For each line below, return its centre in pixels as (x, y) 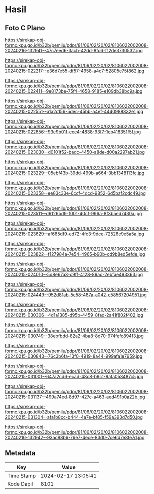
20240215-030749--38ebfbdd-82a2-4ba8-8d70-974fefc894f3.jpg (74, 336)
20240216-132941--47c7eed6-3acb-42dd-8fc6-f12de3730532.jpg (74, 50)
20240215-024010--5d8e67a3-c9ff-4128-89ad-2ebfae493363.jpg (74, 275)
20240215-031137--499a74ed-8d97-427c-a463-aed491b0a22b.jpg (75, 397)
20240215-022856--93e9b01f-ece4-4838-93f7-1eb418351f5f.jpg (73, 132)
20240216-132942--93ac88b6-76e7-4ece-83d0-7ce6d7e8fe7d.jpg (75, 438)
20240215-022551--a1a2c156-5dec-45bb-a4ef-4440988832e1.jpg (74, 112)
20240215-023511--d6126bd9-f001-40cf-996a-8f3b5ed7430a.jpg (74, 213)
